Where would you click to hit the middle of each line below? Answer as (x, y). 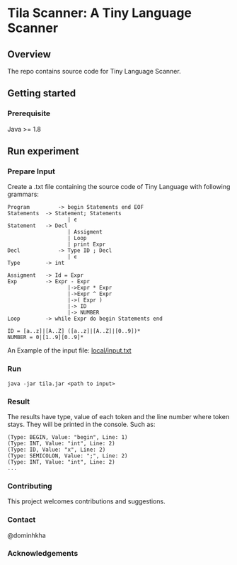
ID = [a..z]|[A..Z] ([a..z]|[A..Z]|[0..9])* (74, 331)
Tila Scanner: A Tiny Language (100, 13)
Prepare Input (31, 171)
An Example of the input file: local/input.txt (70, 350)
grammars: (23, 194)
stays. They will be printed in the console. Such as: (81, 424)
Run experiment (43, 151)
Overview (29, 54)
